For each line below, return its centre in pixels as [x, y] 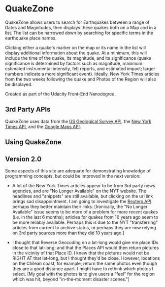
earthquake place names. [31, 38]
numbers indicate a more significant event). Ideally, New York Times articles [82, 74]
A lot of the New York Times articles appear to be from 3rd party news [83, 185]
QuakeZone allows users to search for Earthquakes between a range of [77, 22]
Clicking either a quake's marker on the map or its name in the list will [76, 47]
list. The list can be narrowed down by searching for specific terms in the [79, 33]
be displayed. [19, 84]
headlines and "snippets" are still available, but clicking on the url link [82, 196]
